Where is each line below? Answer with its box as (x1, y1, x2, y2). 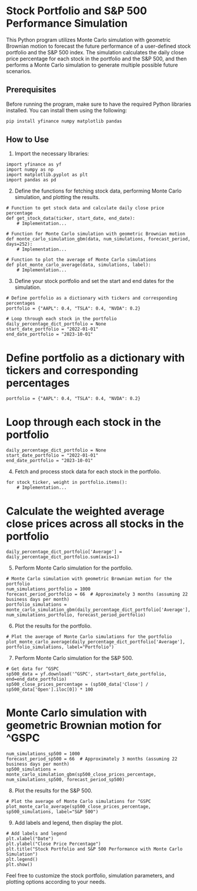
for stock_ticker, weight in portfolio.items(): (6, 480, 128, 486)
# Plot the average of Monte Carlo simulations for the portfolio (6, 634, 172, 640)
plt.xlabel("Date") (6, 836, 54, 842)
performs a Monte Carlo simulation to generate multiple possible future (6, 61, 178, 69)
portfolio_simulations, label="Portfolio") (6, 644, 115, 651)
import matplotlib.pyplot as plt (6, 172, 88, 178)
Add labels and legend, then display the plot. (14, 820, 123, 827)
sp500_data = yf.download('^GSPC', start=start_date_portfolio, (6, 671, 167, 677)
